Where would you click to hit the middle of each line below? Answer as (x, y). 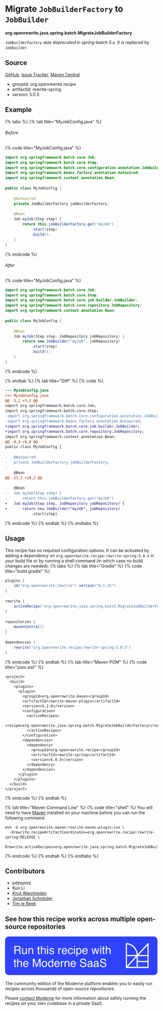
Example (18, 110)
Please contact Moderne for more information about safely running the (76, 998)
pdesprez (22, 883)
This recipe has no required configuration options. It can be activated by (77, 550)
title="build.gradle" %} (27, 571)
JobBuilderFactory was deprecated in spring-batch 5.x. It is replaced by (77, 42)
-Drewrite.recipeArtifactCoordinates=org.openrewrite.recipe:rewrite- (82, 832)
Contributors (25, 871)
